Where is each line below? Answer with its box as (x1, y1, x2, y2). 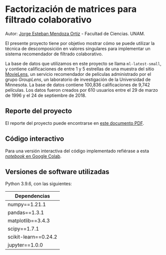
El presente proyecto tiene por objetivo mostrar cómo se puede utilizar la (5, 40, 155, 46)
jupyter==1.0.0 (7, 242, 43, 249)
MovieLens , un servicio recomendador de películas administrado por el (5, 71, 151, 77)
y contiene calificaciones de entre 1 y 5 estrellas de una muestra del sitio (5, 66, 155, 72)
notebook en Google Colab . (5, 153, 62, 159)
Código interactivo (5, 135, 64, 143)
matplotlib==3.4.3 (7, 217, 50, 224)
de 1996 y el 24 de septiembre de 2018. (5, 92, 86, 98)
